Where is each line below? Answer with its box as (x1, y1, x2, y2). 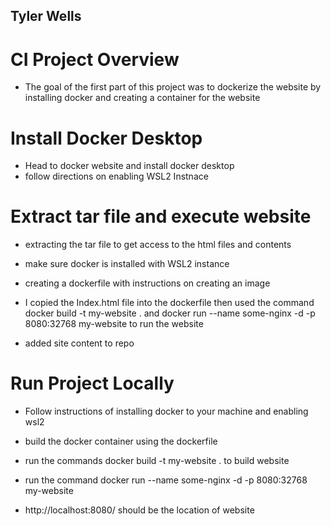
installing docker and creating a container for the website (24, 92, 261, 104)
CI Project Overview (10, 48, 180, 71)
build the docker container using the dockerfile (24, 435, 218, 448)
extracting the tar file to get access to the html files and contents (24, 239, 292, 251)
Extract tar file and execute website (10, 205, 312, 228)
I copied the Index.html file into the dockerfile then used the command (24, 297, 315, 309)
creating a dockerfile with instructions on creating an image (24, 277, 271, 289)
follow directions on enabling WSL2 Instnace (24, 170, 209, 183)
